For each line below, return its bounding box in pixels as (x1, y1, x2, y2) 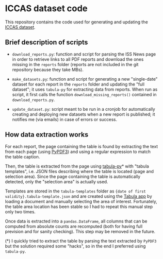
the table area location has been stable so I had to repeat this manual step (5, 204, 153, 209)
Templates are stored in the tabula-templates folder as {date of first (5, 188, 147, 194)
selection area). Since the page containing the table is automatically (5, 173, 141, 179)
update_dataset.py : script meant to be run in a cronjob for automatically (12, 106, 155, 112)
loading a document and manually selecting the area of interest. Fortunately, (5, 198, 158, 204)
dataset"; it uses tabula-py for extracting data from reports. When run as (12, 86, 158, 92)
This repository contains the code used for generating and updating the (5, 19, 148, 25)
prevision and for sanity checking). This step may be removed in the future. (5, 228, 156, 234)
